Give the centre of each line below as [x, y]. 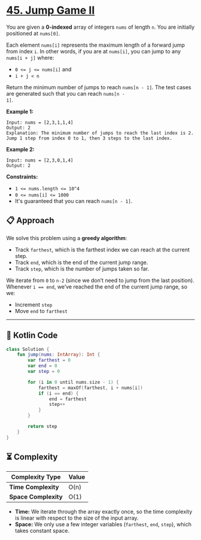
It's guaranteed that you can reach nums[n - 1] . [74, 201]
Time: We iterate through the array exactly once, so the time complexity [103, 511]
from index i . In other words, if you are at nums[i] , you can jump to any [94, 51]
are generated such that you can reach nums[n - [66, 93]
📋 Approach [30, 221]
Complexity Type [36, 477]
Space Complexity [36, 496]
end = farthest [68, 399]
